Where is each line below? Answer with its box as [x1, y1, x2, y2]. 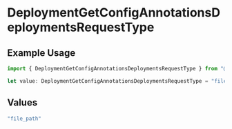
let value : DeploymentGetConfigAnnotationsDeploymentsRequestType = [7, 77, 209, 84]
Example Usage [7, 47, 76, 59]
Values [7, 97, 38, 108]
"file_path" [7, 115, 41, 122]
